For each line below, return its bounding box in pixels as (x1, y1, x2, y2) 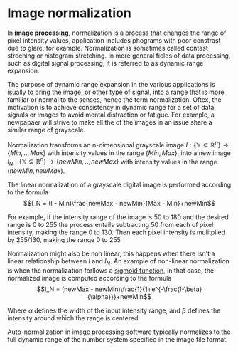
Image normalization (7, 5, 131, 21)
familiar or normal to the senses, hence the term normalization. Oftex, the (7, 95, 222, 104)
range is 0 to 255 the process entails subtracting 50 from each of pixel (7, 221, 214, 229)
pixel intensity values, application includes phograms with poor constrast (7, 36, 221, 44)
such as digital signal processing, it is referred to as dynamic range (7, 58, 204, 67)
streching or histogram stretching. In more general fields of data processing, (7, 51, 231, 60)
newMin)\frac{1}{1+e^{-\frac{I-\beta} (94, 285, 202, 293)
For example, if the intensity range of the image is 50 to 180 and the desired (7, 213, 229, 221)
